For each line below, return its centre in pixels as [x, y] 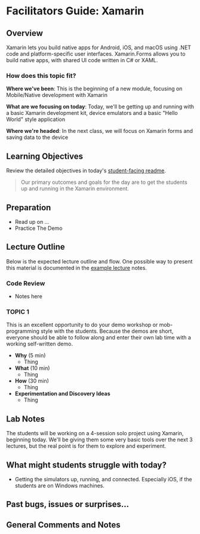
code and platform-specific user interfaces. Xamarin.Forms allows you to [96, 54]
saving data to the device [37, 137]
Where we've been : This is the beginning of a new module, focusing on [94, 89]
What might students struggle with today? [87, 465]
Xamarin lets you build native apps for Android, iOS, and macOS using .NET [99, 47]
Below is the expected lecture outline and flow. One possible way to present [99, 261]
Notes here [29, 296]
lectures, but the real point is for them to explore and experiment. [86, 446]
